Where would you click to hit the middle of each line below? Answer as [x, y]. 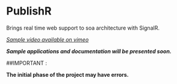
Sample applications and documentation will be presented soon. [89, 51]
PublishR [29, 11]
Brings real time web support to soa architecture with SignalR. [83, 28]
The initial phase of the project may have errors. [68, 74]
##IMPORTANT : [26, 63]
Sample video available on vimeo [48, 39]
